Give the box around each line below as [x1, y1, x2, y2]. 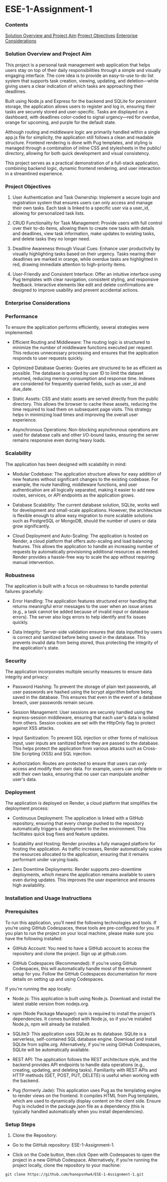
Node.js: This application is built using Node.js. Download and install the [12, 995, 161, 1001]
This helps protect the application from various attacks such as [12, 745, 142, 751]
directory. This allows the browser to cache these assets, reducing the [12, 401, 157, 407]
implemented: [5, 330, 33, 336]
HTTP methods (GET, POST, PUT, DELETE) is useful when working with [12, 1072, 160, 1078]
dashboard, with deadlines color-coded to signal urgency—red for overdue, [5, 114, 161, 120]
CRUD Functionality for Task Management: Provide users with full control [12, 220, 163, 226]
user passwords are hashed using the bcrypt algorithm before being [12, 689, 153, 695]
